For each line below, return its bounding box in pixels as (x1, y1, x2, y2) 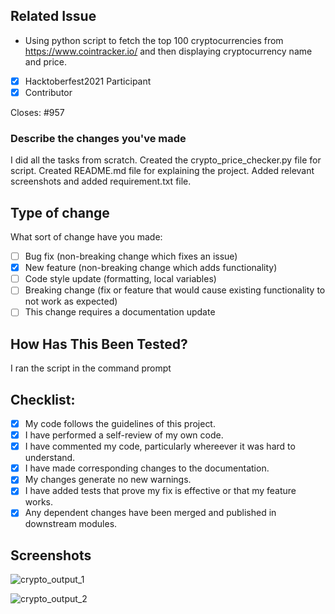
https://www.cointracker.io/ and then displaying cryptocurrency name (24, 45, 313, 57)
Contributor (24, 86, 73, 98)
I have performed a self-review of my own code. (24, 429, 224, 441)
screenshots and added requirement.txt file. (10, 175, 192, 188)
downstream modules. (24, 518, 118, 530)
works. (24, 496, 53, 508)
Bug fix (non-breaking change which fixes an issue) (24, 250, 238, 263)
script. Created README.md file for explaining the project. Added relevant (10, 165, 315, 177)
